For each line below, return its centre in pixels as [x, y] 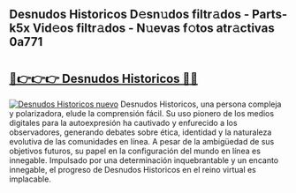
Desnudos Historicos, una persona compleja [201, 104]
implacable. [30, 179]
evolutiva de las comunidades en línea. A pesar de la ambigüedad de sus [142, 141]
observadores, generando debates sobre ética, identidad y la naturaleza [140, 132]
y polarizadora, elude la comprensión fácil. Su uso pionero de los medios [142, 113]
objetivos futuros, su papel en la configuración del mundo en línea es [135, 151]
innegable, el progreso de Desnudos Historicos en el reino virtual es [133, 170]
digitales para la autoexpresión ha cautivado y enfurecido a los [123, 123]
